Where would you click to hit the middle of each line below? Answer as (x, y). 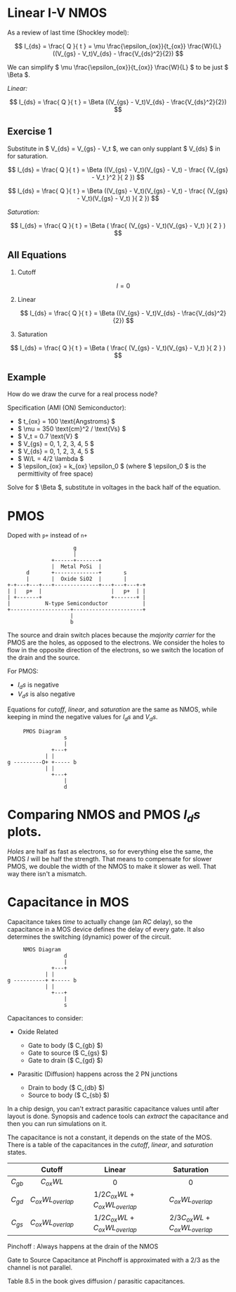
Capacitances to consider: (45, 1018)
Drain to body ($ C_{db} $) (66, 1088)
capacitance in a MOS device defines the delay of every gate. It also (106, 930)
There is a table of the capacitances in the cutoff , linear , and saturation (110, 1145)
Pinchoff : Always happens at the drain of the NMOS (83, 1246)
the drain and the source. (44, 658)
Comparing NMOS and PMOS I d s (104, 816)
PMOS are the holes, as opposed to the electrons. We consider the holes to (116, 642)
